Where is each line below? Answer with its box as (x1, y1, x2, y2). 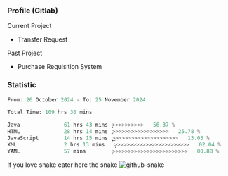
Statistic (7, 80, 36, 90)
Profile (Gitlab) (7, 6, 58, 15)
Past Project (7, 49, 43, 58)
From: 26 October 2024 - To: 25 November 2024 (7, 96, 146, 103)
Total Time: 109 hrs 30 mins (7, 108, 93, 116)
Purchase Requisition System (17, 63, 102, 71)
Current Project (7, 22, 52, 30)
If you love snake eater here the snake (7, 161, 118, 169)
